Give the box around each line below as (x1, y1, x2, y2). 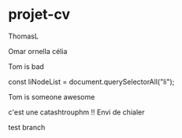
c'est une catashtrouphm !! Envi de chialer (8, 107, 145, 117)
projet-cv (8, 5, 71, 24)
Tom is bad (8, 61, 45, 71)
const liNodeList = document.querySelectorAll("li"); (8, 77, 175, 86)
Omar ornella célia (8, 46, 68, 56)
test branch (8, 122, 46, 132)
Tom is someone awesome (8, 92, 95, 101)
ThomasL (8, 31, 39, 41)
